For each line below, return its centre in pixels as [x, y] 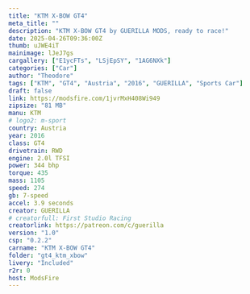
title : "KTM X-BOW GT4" [48, 16]
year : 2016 [27, 135]
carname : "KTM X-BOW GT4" [52, 248]
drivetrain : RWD [35, 151]
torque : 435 [28, 173]
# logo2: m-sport [37, 121]
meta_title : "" [34, 23]
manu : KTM [25, 114]
